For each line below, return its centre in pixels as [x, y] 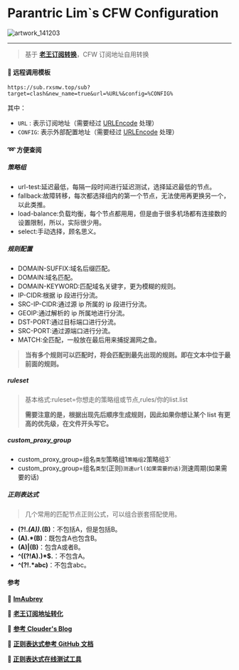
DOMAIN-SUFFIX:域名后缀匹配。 [65, 268]
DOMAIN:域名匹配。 [47, 277]
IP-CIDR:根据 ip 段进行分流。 [59, 295]
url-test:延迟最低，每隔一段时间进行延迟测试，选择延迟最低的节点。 [117, 186]
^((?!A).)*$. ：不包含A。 [53, 556]
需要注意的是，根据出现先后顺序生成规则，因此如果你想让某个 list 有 [124, 415]
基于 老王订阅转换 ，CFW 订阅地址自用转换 [87, 54]
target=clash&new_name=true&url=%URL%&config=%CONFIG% [90, 94]
